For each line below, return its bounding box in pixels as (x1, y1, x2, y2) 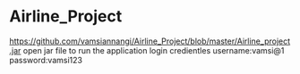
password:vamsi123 (9, 54, 83, 65)
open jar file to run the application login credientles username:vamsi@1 (22, 45, 285, 55)
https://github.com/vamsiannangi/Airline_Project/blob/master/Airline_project (9, 36, 291, 46)
